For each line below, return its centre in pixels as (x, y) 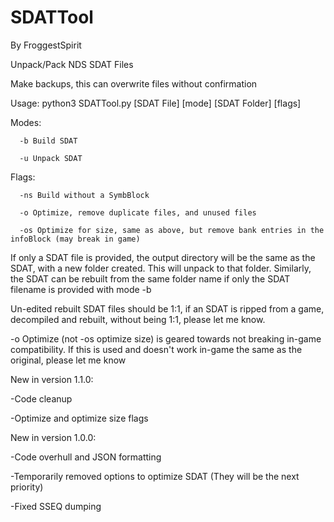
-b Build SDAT (48, 141)
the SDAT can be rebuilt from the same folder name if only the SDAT (150, 278)
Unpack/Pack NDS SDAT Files (72, 64)
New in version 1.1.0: (52, 379)
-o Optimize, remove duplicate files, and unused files (138, 212)
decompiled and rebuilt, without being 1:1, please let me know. (138, 319)
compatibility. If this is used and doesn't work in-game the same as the (156, 349)
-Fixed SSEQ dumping (56, 506)
